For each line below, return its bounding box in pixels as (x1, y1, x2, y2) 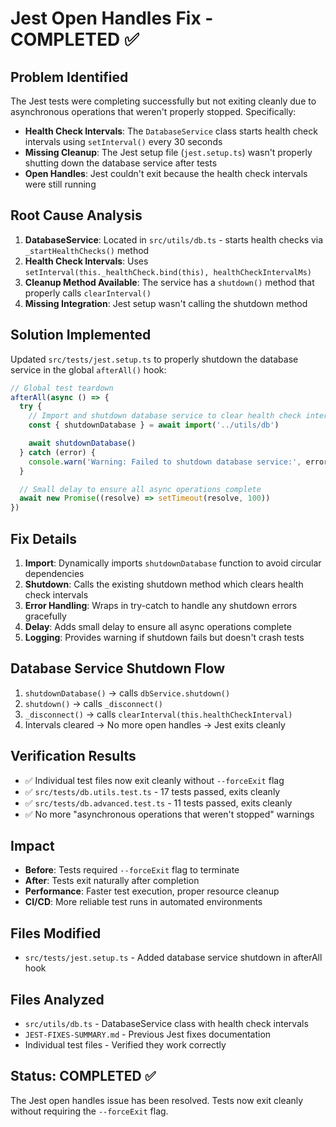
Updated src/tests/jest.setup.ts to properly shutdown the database (10, 353, 299, 365)
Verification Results (10, 748, 137, 765)
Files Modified (10, 925, 102, 942)
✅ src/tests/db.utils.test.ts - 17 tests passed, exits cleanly (24, 785, 281, 797)
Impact (10, 837, 55, 854)
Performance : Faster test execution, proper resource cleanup (24, 885, 280, 897)
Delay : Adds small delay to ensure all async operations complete (24, 620, 292, 632)
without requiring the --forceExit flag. (10, 1105, 169, 1117)
